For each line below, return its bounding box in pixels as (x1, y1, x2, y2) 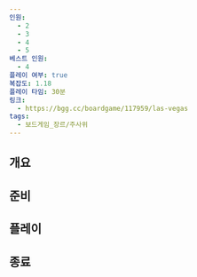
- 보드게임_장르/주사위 (17, 121, 89, 130)
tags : (9, 112, 29, 121)
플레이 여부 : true (9, 71, 68, 80)
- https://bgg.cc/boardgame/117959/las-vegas (17, 104, 189, 113)
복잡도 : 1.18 (9, 79, 51, 88)
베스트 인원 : (9, 54, 49, 63)
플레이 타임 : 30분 (9, 87, 67, 96)
